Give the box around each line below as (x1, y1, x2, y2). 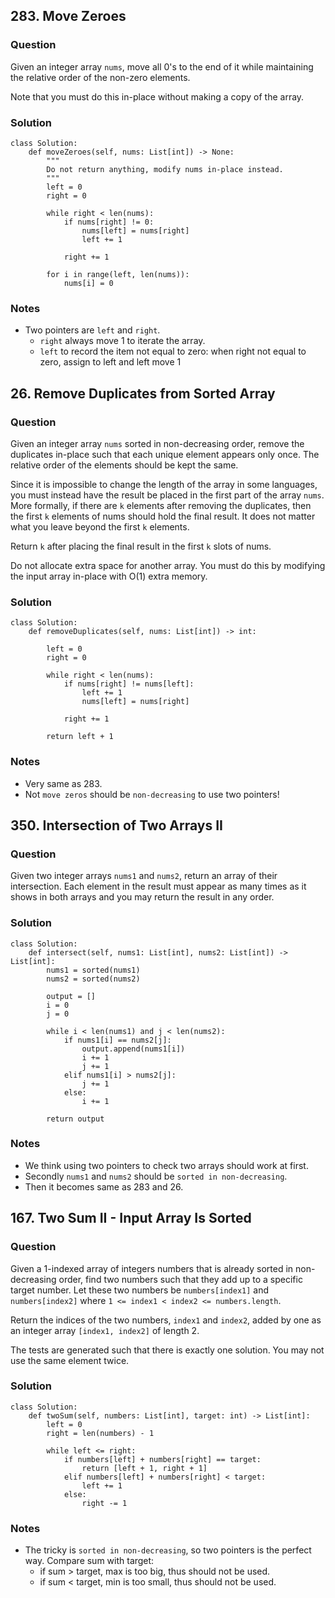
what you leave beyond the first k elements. (10, 520, 190, 533)
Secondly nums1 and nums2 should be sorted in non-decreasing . (24, 1170, 288, 1182)
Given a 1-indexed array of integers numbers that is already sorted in (10, 1262, 294, 1274)
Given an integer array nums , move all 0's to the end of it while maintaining (10, 60, 314, 73)
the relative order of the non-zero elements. (10, 71, 191, 83)
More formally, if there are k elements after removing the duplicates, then (10, 499, 312, 511)
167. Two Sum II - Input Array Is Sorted (10, 1210, 252, 1227)
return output (46, 1114, 105, 1124)
